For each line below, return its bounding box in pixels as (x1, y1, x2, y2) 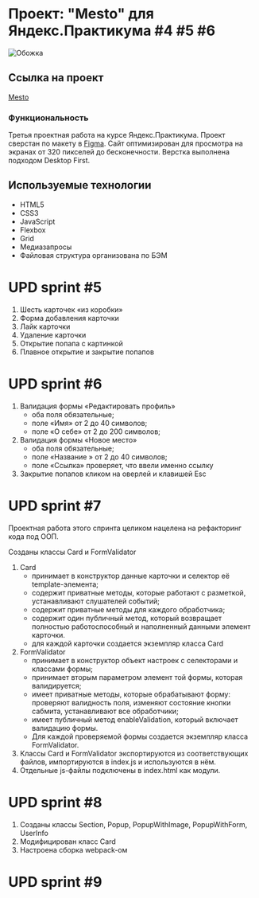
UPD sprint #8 (8, 793, 102, 811)
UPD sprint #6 (8, 375, 102, 392)
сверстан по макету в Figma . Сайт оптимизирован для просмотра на (8, 139, 244, 148)
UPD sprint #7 (8, 497, 102, 514)
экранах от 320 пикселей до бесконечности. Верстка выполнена (8, 147, 230, 157)
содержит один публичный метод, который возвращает (31, 613, 222, 623)
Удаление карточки (19, 330, 87, 339)
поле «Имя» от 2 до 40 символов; (31, 418, 148, 428)
